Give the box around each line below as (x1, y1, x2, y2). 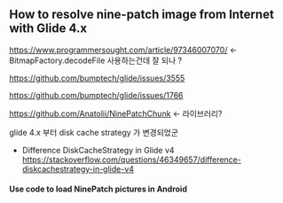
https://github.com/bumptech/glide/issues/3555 (9, 73, 185, 83)
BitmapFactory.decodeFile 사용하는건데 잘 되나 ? (9, 55, 183, 66)
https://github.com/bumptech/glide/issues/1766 (9, 90, 184, 100)
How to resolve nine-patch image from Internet (9, 7, 275, 22)
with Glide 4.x (9, 21, 87, 36)
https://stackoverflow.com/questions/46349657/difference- (21, 154, 241, 165)
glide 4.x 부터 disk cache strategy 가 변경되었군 (9, 127, 179, 137)
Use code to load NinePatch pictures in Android (9, 183, 188, 194)
